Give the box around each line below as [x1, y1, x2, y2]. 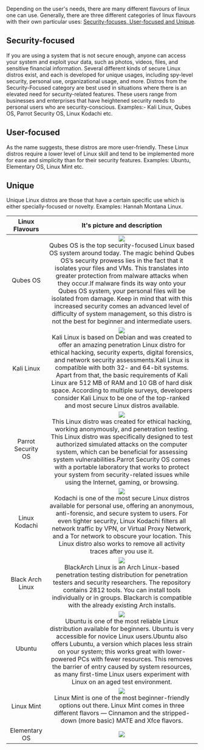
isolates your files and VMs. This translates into [54, 264, 189, 273]
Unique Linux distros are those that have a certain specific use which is [6, 197, 185, 204]
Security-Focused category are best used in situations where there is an [6, 84, 187, 91]
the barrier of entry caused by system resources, [52, 663, 192, 671]
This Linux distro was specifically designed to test [50, 432, 193, 441]
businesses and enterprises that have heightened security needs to [6, 97, 175, 104]
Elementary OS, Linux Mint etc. [6, 163, 84, 170]
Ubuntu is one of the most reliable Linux [65, 617, 179, 626]
